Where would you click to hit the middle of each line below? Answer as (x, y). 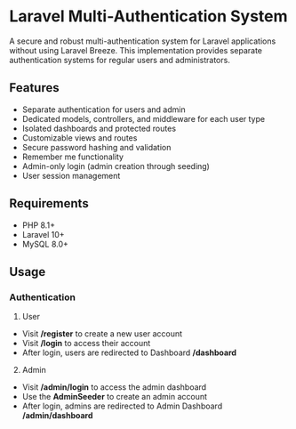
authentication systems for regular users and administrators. (120, 60)
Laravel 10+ (43, 234)
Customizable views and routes (80, 138)
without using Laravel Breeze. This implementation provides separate (136, 50)
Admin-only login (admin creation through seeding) (116, 166)
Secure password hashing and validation (96, 147)
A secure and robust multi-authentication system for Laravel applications (143, 41)
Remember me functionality (73, 157)
